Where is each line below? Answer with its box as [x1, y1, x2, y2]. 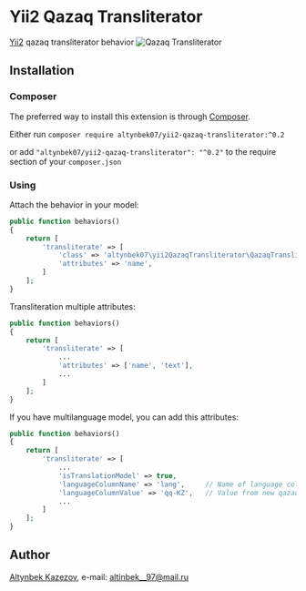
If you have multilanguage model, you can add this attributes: [9, 412, 240, 423]
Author [9, 547, 50, 563]
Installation [9, 63, 75, 78]
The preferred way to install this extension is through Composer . [9, 111, 250, 122]
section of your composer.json [9, 156, 122, 167]
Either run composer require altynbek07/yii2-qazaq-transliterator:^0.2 [9, 128, 285, 139]
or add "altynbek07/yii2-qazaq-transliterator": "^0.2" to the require [9, 146, 277, 157]
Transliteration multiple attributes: [9, 301, 136, 311]
